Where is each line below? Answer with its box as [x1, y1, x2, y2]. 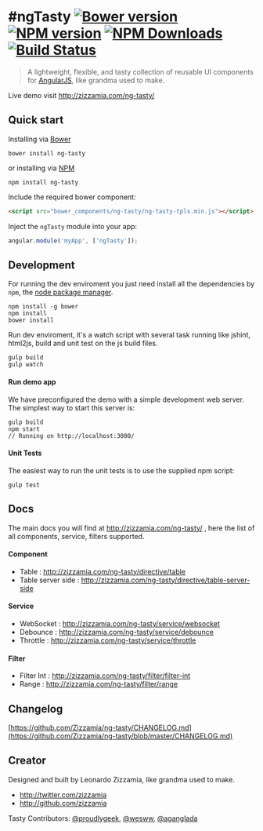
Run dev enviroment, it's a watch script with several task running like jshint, [8, 330, 250, 340]
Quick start [8, 114, 64, 127]
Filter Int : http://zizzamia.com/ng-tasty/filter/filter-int [19, 671, 191, 680]
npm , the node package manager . [8, 287, 113, 297]
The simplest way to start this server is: [8, 403, 135, 412]
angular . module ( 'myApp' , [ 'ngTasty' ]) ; [8, 236, 139, 245]
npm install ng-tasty [8, 178, 79, 186]
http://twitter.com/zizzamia [19, 789, 107, 800]
